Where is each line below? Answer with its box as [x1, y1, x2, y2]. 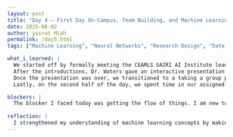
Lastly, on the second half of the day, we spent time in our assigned [13, 81, 225, 88]
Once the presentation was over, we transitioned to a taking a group [13, 74, 222, 81]
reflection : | [7, 113, 49, 120]
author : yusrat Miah [7, 29, 67, 37]
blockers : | [7, 93, 42, 101]
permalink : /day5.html [7, 36, 73, 43]
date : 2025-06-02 [7, 23, 58, 30]
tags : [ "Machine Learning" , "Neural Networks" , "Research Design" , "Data [7, 42, 225, 49]
